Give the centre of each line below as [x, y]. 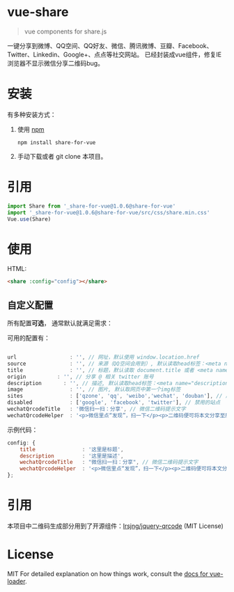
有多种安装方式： [32, 114]
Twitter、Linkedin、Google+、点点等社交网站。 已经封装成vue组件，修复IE [114, 54]
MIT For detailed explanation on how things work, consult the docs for [108, 574]
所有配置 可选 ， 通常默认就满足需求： [60, 323]
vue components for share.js [65, 31]
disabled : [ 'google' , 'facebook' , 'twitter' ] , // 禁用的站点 [114, 403]
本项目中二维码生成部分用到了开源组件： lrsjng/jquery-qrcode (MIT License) [116, 526]
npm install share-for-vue [56, 142]
